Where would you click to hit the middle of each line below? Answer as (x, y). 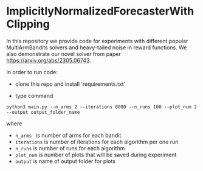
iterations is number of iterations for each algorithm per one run (97, 142)
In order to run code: (32, 72)
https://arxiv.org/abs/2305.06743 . (49, 60)
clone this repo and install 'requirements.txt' (70, 84)
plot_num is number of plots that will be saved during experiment (96, 155)
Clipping (28, 24)
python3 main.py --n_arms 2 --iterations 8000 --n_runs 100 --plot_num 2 (102, 107)
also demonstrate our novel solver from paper (64, 54)
